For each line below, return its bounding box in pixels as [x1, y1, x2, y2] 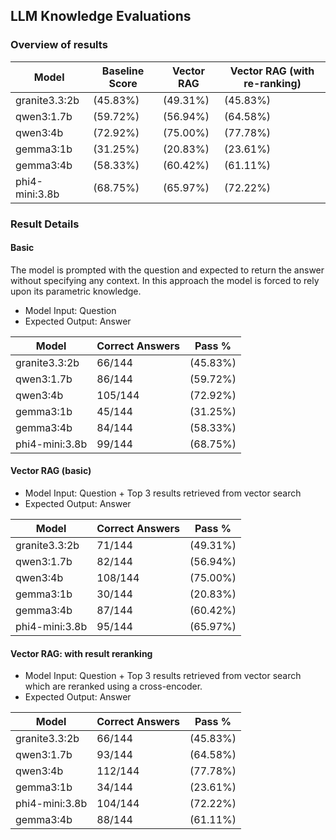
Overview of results [10, 38, 108, 52]
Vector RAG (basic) [10, 465, 92, 477]
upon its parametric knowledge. [10, 285, 142, 297]
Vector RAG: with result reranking [10, 647, 153, 659]
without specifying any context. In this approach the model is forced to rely [10, 274, 320, 286]
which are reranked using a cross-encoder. [24, 680, 203, 693]
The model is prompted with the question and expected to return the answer [10, 264, 325, 276]
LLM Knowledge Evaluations [10, 8, 192, 25]
